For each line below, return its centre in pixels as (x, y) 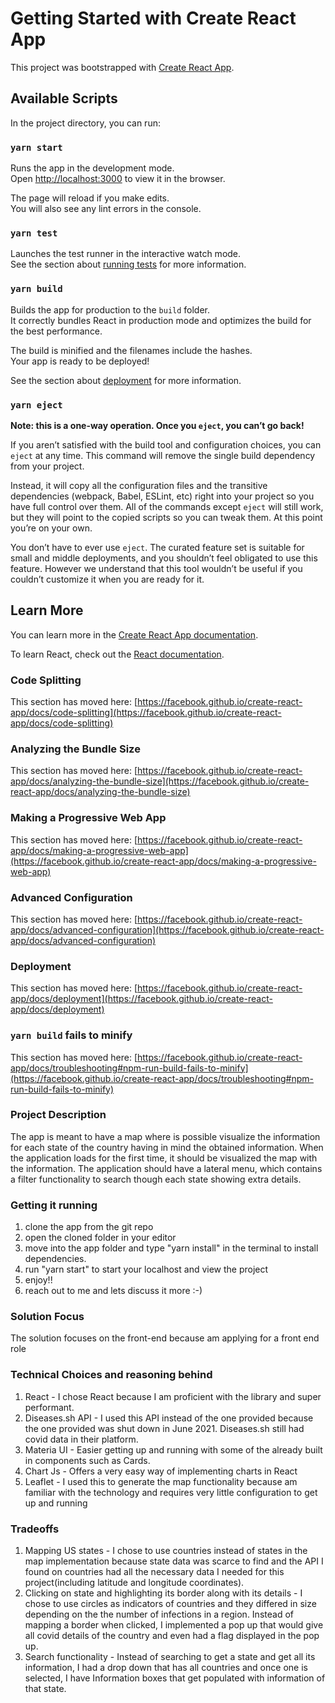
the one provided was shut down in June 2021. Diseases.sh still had (164, 1428)
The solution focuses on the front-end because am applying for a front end (165, 1338)
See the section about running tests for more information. (128, 264)
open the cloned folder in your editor (100, 1238)
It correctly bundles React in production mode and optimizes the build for (161, 320)
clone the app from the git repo (89, 1227)
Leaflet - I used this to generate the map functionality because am (161, 1481)
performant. (49, 1407)
